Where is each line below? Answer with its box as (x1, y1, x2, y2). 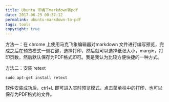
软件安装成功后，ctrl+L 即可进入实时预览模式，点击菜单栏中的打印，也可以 (5, 85, 163, 91)
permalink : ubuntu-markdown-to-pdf (5, 17, 81, 22)
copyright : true (5, 27, 40, 32)
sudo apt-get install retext (5, 75, 68, 80)
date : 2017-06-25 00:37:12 (5, 12, 63, 17)
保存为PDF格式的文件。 (5, 91, 55, 97)
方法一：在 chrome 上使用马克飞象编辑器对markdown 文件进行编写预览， (5, 42, 160, 48)
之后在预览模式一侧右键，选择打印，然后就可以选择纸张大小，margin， (9, 48, 159, 54)
